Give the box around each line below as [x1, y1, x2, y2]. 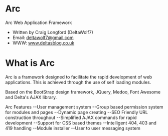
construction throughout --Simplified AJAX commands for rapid [5, 114, 137, 120]
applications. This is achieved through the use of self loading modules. [5, 79, 151, 85]
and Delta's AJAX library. [5, 94, 57, 100]
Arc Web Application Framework [5, 19, 72, 25]
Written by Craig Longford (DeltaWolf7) [12, 29, 94, 35]
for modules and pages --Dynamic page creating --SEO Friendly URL [5, 109, 148, 115]
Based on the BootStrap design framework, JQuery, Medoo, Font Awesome [5, 88, 161, 95]
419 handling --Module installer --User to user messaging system [5, 125, 140, 131]
